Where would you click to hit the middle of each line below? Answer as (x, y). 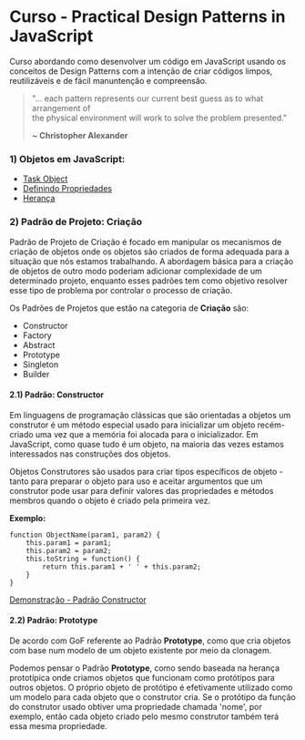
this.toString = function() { (83, 559)
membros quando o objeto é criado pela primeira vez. (110, 500)
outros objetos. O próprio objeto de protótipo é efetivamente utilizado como (151, 687)
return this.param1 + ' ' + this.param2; (122, 567)
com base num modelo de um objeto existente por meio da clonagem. (141, 650)
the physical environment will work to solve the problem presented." (159, 118)
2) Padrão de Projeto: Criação (76, 222)
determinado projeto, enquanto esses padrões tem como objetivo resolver (149, 281)
